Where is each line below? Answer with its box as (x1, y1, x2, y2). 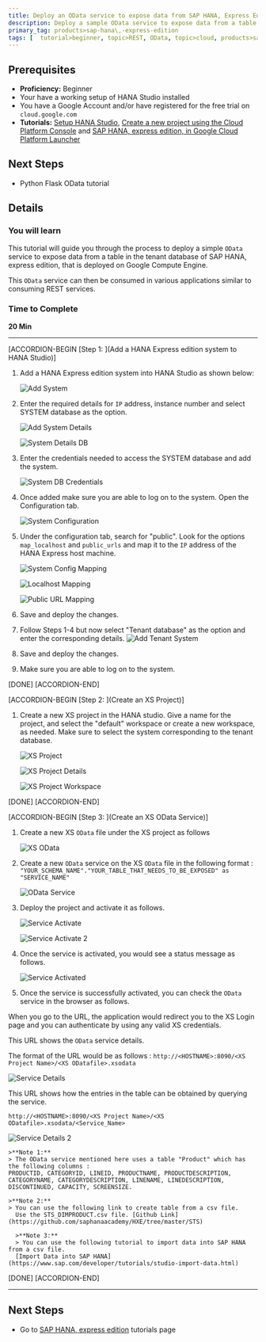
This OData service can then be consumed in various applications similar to (8, 275, 252, 285)
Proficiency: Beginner (19, 84, 93, 93)
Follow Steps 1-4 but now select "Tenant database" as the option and (19, 625, 245, 635)
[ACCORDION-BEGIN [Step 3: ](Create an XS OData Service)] (8, 812, 208, 822)
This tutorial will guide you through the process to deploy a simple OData (8, 243, 243, 253)
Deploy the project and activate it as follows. (19, 902, 165, 912)
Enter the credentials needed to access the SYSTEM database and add (19, 453, 252, 463)
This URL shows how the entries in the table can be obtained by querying (8, 1088, 248, 1098)
